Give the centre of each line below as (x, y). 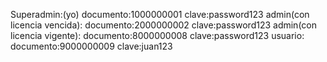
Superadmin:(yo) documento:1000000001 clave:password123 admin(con (160, 14)
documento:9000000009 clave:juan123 (91, 46)
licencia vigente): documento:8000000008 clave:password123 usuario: (157, 35)
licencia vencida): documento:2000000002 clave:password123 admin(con (163, 25)
